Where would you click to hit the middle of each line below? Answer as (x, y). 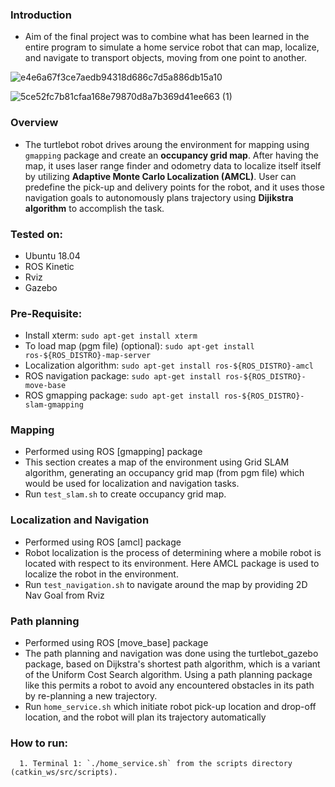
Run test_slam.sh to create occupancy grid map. (125, 494)
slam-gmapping (54, 405)
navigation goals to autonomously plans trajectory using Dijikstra (159, 197)
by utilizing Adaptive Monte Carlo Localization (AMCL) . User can (160, 176)
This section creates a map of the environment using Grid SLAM (157, 462)
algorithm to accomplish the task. (94, 208)
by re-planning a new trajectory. (91, 696)
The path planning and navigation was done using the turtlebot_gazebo (171, 654)
